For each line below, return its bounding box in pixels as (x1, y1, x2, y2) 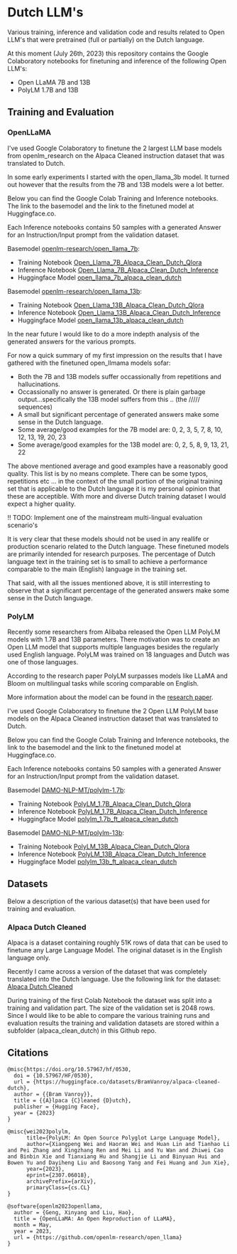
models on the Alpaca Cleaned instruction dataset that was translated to (7, 714, 219, 723)
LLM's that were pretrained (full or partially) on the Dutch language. (7, 35, 204, 43)
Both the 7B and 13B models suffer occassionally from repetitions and (17, 372, 221, 381)
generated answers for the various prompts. (7, 337, 136, 346)
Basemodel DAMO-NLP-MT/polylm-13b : (7, 828, 125, 836)
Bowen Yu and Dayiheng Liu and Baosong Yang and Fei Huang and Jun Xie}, (7, 1159, 231, 1167)
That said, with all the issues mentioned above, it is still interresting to (7, 578, 211, 587)
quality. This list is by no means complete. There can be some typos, (7, 469, 208, 477)
